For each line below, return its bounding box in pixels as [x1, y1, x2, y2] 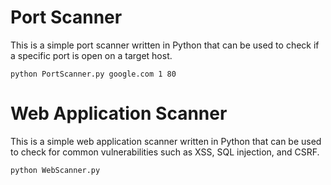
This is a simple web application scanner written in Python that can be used [10, 135, 322, 147]
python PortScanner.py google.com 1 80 [10, 69, 177, 79]
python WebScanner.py [10, 165, 101, 175]
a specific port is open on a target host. [10, 49, 173, 61]
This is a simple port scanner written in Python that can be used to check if [10, 39, 320, 51]
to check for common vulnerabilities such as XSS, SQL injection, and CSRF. [10, 146, 320, 158]
